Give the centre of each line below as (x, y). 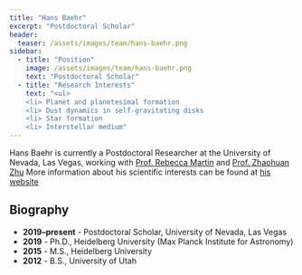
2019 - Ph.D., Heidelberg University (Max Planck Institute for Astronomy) (158, 242)
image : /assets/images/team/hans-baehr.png (109, 69)
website (24, 181)
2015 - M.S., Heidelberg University (87, 251)
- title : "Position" (56, 60)
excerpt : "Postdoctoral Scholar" (72, 26)
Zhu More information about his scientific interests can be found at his (140, 172)
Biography (39, 210)
